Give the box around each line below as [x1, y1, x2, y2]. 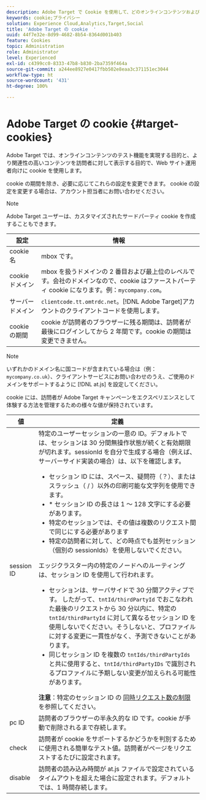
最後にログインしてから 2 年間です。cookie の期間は [40, 327, 192, 335]
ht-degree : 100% [6, 83, 48, 90]
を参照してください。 [38, 702, 100, 711]
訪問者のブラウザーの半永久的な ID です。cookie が [38, 713, 185, 722]
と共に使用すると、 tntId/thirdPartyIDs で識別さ [48, 659, 190, 668]
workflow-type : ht [6, 72, 53, 78]
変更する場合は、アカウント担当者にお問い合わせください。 [17, 187, 167, 195]
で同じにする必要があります [48, 527, 129, 536]
